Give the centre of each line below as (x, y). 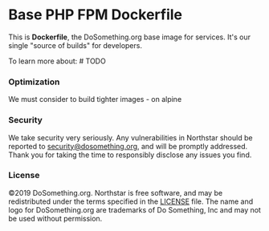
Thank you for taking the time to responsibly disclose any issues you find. (130, 155)
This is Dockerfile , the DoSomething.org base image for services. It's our (130, 37)
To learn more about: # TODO (57, 61)
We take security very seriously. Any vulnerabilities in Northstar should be (130, 137)
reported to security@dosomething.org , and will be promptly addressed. (128, 146)
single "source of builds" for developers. (75, 45)
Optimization (34, 82)
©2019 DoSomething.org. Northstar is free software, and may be (116, 192)
